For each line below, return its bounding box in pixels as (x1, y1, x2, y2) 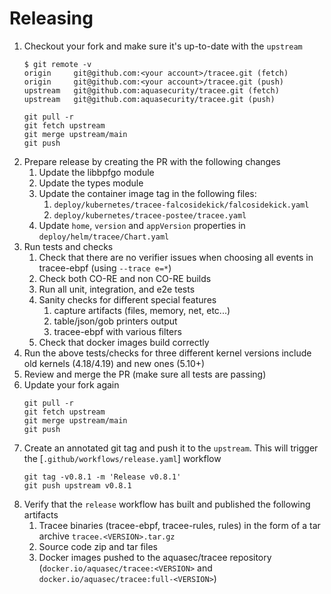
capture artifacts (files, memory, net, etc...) (53, 304, 231, 316)
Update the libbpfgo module (38, 166, 155, 178)
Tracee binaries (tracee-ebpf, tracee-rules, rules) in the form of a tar (38, 519, 321, 531)
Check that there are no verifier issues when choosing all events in (38, 251, 314, 263)
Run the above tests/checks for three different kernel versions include (23, 347, 312, 359)
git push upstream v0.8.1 (23, 480, 132, 491)
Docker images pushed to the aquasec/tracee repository (38, 551, 272, 563)
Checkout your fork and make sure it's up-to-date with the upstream (23, 40, 303, 52)
